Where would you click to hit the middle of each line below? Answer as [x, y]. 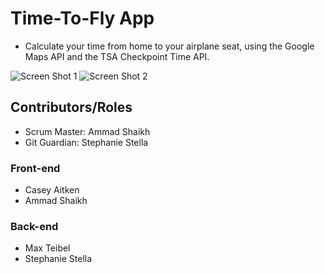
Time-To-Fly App [82, 18]
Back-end [34, 226]
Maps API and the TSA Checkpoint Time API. [117, 56]
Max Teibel [47, 248]
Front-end [35, 168]
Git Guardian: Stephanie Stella [86, 142]
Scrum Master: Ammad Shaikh [87, 131]
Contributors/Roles [71, 107]
